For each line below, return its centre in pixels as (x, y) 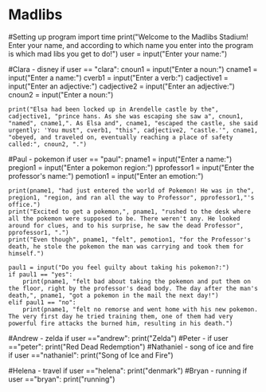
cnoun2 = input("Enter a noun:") (61, 94)
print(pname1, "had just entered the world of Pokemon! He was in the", (131, 190)
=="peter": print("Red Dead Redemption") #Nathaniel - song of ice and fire (131, 346)
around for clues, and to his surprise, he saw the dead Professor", (126, 225)
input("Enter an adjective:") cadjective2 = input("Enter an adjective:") (121, 86)
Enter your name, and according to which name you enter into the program (131, 45)
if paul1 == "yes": (41, 274)
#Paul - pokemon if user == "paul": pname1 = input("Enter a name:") (120, 159)
